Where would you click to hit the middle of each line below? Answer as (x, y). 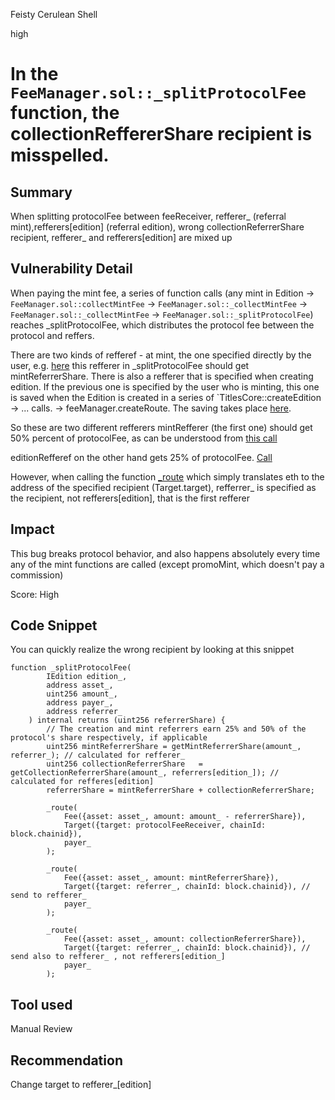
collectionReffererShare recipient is (161, 134)
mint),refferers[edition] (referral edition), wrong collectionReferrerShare (157, 227)
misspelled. (60, 155)
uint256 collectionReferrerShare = (124, 764)
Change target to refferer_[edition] (81, 1085)
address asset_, (80, 685)
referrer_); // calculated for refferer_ (98, 755)
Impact (32, 529)
